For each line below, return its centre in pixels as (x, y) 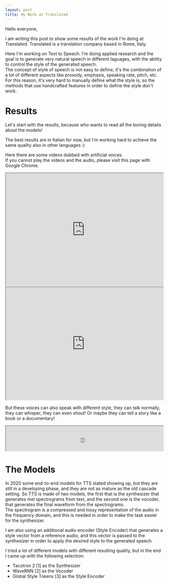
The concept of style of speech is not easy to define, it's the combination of (83, 69)
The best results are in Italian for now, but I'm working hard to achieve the (81, 140)
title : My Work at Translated (37, 15)
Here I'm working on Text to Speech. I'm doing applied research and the (79, 54)
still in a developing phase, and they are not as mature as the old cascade (81, 489)
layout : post (19, 10)
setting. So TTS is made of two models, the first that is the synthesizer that (82, 494)
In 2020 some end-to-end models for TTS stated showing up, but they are (82, 483)
